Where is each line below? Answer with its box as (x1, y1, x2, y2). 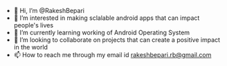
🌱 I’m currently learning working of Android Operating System (13, 28, 190, 36)
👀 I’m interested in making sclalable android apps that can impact (13, 14, 200, 22)
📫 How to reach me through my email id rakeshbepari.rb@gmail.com (13, 51, 212, 58)
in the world (13, 43, 48, 51)
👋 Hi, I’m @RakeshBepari (13, 7, 85, 14)
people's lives (13, 21, 54, 29)
